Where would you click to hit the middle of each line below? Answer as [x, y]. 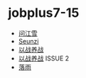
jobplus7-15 [44, 13]
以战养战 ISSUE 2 [44, 58]
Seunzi [28, 41]
